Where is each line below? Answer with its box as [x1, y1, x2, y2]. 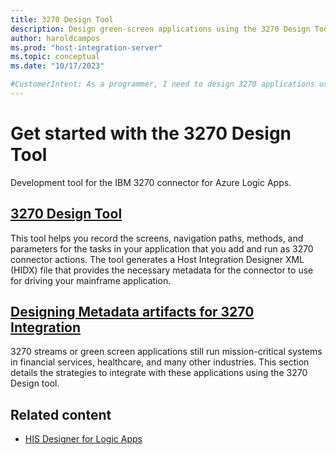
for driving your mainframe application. [10, 274, 172, 286]
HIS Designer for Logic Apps [24, 433, 143, 445]
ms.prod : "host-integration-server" [10, 42, 163, 53]
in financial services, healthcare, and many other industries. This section [10, 356, 310, 368]
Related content [10, 406, 112, 423]
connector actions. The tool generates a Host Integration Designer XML [10, 253, 305, 265]
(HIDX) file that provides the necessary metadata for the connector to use [10, 264, 314, 276]
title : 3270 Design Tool [10, 14, 114, 25]
